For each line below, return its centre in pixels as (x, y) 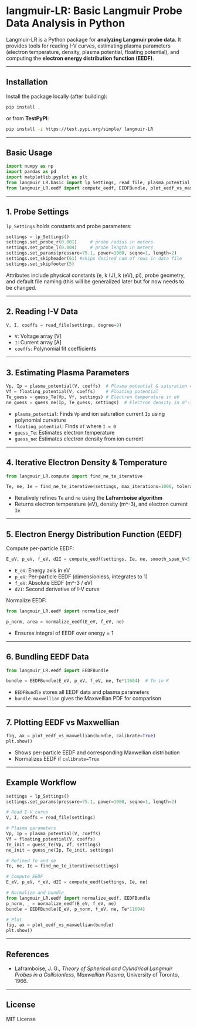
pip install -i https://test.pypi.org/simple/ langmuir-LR (80, 129)
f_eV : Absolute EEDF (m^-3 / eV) (53, 583)
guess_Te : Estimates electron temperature (64, 432)
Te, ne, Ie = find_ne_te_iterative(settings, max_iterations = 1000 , (90, 487)
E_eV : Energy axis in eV (42, 570)
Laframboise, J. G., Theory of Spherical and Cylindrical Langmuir (94, 968)
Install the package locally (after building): (57, 96)
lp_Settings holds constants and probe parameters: (69, 226)
